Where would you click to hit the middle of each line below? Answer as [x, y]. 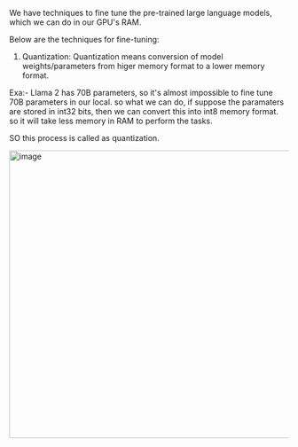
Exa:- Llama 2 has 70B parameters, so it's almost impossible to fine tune [141, 93]
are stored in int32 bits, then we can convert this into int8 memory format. [144, 111]
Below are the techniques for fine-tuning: [84, 39]
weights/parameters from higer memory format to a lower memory [143, 66]
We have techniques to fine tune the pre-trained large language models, [141, 13]
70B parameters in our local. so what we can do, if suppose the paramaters [147, 102]
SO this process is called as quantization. [84, 138]
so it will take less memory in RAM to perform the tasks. [111, 121]
